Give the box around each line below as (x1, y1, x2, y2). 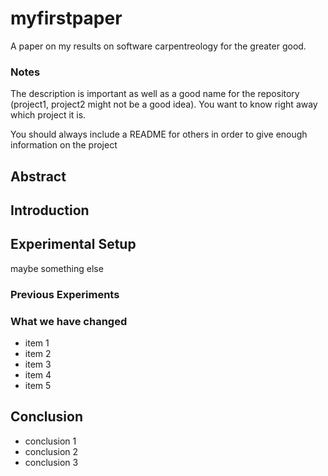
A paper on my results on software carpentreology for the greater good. (10, 40, 307, 52)
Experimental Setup (10, 236, 137, 253)
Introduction (10, 202, 90, 219)
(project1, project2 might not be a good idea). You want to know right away (10, 98, 318, 111)
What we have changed (10, 314, 128, 328)
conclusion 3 (24, 456, 79, 468)
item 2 (24, 348, 52, 360)
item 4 (24, 369, 52, 381)
